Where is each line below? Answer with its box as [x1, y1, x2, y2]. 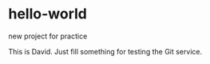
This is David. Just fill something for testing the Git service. [8, 46, 202, 56]
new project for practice [8, 31, 88, 41]
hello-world [8, 5, 88, 23]
